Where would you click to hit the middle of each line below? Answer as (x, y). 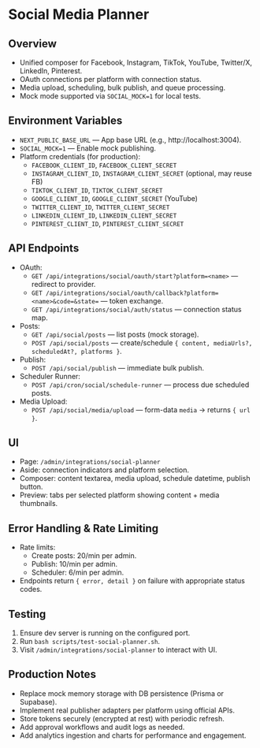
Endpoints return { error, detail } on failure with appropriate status (132, 581)
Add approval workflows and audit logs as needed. (102, 727)
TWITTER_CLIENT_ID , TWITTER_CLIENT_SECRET (100, 207)
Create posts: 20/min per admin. (84, 556)
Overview (33, 44)
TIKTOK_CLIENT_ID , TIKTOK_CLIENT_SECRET (97, 190)
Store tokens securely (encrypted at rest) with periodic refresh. (122, 718)
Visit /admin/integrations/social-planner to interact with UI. (119, 650)
